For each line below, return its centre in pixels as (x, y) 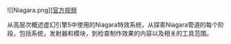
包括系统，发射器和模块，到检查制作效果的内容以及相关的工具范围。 (115, 33)
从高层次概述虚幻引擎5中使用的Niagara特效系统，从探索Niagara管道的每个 (113, 25)
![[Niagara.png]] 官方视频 (42, 10)
